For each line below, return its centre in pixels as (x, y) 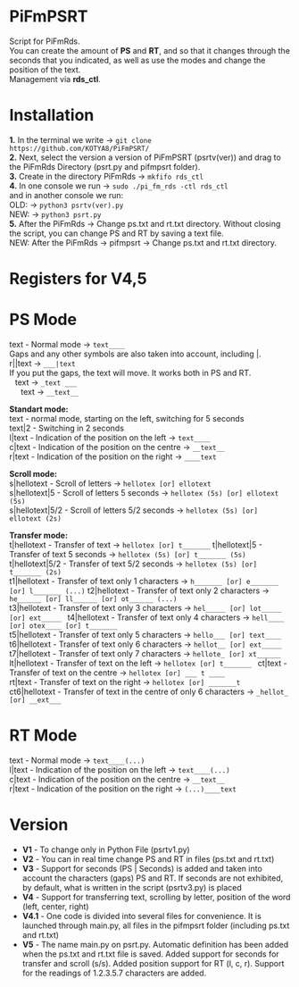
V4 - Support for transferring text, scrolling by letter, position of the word (156, 897)
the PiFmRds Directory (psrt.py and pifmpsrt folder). (105, 166)
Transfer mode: (39, 535)
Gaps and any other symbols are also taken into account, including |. (135, 354)
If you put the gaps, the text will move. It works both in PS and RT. (130, 373)
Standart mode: (39, 409)
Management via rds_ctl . (55, 79)
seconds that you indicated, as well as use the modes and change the (137, 60)
